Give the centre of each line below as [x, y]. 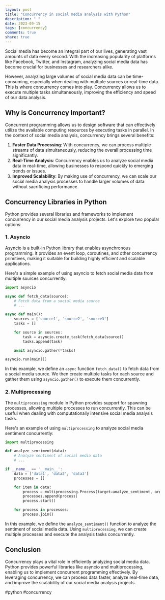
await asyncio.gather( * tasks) [45, 350]
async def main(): [24, 314]
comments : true [21, 33]
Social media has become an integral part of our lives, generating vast [76, 51]
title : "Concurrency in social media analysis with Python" [68, 14]
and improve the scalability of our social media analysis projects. [70, 582]
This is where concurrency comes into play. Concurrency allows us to [76, 87]
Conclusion [23, 550]
